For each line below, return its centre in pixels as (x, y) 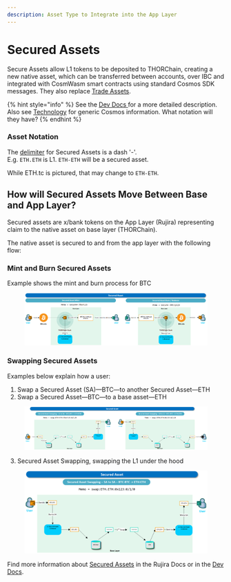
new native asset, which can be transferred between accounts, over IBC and (116, 76)
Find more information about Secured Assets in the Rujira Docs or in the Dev (115, 564)
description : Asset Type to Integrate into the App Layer (92, 15)
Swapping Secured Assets (52, 361)
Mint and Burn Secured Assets (59, 268)
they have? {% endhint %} (44, 119)
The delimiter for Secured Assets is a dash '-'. (72, 152)
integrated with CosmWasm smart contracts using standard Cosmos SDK (111, 84)
